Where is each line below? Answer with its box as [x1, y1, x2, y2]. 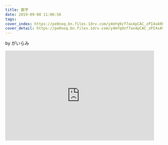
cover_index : [5, 21, 32, 26]
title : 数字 [5, 7, 28, 12]
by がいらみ [5, 40, 29, 46]
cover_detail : [5, 26, 35, 31]
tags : [5, 16, 16, 21]
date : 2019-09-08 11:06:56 [5, 12, 61, 17]
